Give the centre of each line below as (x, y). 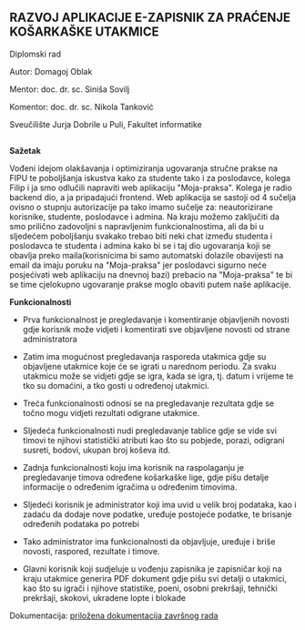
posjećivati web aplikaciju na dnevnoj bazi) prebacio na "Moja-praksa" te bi (151, 275)
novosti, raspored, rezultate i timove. (91, 552)
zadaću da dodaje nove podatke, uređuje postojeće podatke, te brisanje (158, 514)
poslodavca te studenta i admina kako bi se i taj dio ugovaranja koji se (140, 246)
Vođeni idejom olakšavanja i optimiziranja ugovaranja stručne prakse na (144, 168)
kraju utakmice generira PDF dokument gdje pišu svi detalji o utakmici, (154, 579)
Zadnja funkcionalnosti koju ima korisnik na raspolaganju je (133, 468)
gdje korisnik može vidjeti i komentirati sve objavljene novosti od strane (156, 330)
